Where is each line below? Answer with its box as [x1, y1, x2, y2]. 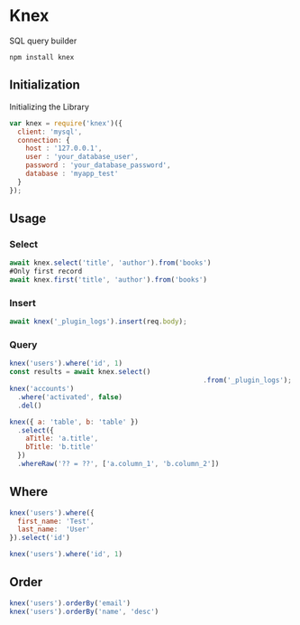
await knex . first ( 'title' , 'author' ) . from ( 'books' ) [9, 275, 207, 285]
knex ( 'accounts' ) [9, 385, 75, 394]
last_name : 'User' [17, 525, 91, 534]
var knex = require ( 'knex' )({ [9, 118, 123, 127]
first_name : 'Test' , [17, 517, 95, 526]
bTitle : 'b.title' [25, 443, 95, 452]
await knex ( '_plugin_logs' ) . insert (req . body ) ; [9, 317, 187, 326]
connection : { [17, 135, 70, 145]
